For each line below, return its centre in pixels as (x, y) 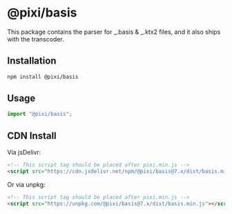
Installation (32, 61)
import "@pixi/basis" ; (40, 114)
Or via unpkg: (27, 184)
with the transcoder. (36, 39)
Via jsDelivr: (24, 153)
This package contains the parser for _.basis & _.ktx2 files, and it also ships (114, 32)
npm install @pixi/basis (43, 77)
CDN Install (32, 136)
